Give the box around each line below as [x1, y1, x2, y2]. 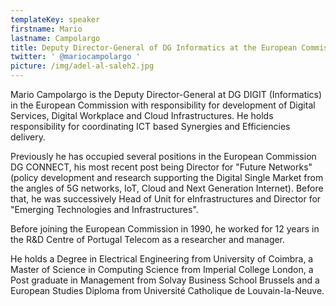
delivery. [10, 131, 47, 143]
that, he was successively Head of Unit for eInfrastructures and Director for [10, 193, 322, 205]
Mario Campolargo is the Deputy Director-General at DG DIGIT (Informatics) [10, 89, 323, 100]
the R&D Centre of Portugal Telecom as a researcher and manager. [10, 234, 286, 245]
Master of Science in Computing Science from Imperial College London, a [10, 264, 314, 275]
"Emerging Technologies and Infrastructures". [10, 204, 199, 215]
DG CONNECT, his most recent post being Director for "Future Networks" [10, 161, 313, 173]
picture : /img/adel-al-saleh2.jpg [10, 61, 155, 71]
